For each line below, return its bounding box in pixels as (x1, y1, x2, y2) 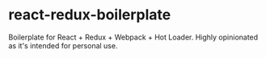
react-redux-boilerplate (8, 6, 171, 24)
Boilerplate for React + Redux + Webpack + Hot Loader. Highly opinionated (8, 32, 259, 42)
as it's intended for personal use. (8, 40, 118, 50)
